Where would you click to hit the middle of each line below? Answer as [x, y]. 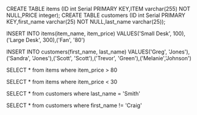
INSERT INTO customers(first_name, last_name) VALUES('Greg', [87, 52]
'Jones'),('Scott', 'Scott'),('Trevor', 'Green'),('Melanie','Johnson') [112, 58]
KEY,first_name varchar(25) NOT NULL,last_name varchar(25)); [86, 22]
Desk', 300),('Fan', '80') [55, 40]
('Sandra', [19, 58]
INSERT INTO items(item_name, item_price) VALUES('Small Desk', [89, 33]
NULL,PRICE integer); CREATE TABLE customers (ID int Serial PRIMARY [96, 15]
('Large [15, 40]
